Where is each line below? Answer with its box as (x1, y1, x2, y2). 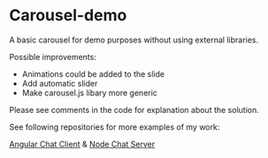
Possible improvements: (9, 51, 97, 62)
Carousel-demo (9, 5, 127, 26)
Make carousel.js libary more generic (21, 87, 157, 98)
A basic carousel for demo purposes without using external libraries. (9, 34, 259, 45)
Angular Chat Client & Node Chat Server (9, 139, 156, 149)
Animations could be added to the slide (21, 68, 165, 79)
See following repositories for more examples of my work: (9, 121, 220, 132)
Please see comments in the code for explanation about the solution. (9, 104, 259, 115)
